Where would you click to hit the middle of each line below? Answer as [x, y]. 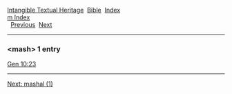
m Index [19, 17]
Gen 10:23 [22, 64]
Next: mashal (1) [30, 84]
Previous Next [31, 25]
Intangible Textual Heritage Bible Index [64, 10]
